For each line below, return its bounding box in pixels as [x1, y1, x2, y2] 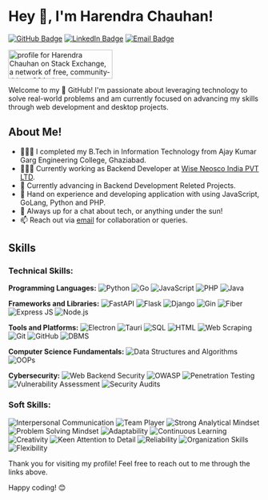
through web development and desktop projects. [8, 102, 170, 111]
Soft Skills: [8, 399, 51, 410]
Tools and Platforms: [8, 323, 78, 333]
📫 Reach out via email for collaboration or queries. [19, 215, 188, 225]
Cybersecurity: [8, 371, 60, 381]
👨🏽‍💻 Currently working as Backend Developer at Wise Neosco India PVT [19, 163, 259, 173]
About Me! [8, 126, 62, 139]
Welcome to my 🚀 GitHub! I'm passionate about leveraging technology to [8, 85, 248, 94]
